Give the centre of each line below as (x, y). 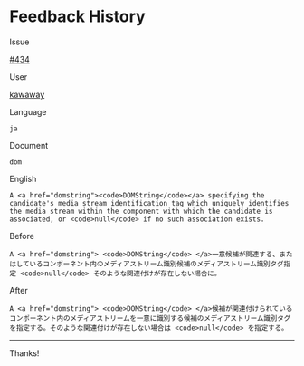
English (23, 178)
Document (29, 145)
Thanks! (24, 353)
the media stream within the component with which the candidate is (141, 211)
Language (28, 111)
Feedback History (78, 17)
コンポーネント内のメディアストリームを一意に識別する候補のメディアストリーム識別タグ (150, 318)
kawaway (27, 94)
